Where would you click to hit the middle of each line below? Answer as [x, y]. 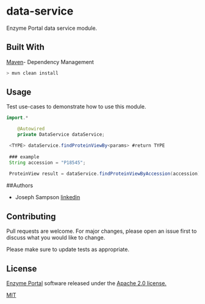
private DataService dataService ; [61, 135]
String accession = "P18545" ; [47, 163]
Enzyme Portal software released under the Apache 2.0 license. [86, 283]
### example [24, 157]
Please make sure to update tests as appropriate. [68, 249]
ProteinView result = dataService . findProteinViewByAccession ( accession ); [106, 174]
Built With [25, 47]
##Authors [20, 186]
